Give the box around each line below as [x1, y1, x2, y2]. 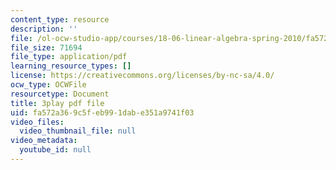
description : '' [10, 24, 78, 34]
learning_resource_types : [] [10, 61, 132, 71]
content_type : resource [10, 14, 110, 25]
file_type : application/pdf [10, 52, 128, 62]
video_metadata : [10, 136, 78, 146]
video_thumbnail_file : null [19, 126, 137, 136]
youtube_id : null [19, 145, 92, 155]
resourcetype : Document [10, 89, 110, 99]
